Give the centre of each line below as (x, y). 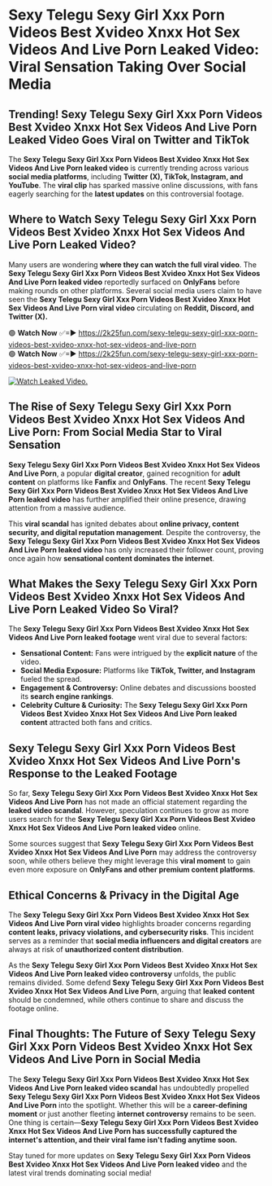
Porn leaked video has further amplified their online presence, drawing (127, 499)
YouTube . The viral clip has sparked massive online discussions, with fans (133, 185)
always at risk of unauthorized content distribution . (96, 950)
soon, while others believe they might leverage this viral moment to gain (130, 861)
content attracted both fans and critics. (86, 723)
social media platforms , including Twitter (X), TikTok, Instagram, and (126, 176)
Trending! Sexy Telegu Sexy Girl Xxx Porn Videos (136, 114)
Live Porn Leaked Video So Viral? (94, 610)
